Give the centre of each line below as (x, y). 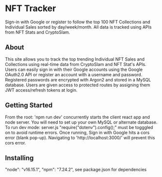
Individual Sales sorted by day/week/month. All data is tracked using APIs (78, 27)
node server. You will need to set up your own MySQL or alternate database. (81, 122)
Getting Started (29, 105)
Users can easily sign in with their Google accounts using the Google (74, 69)
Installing (19, 158)
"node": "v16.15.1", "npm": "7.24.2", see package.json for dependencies (76, 170)
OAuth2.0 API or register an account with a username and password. (74, 74)
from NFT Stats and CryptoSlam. (38, 32)
